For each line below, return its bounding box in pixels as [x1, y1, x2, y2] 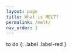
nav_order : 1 [6, 24, 38, 31]
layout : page [6, 8, 38, 15]
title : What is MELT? [6, 14, 59, 20]
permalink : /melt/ [6, 19, 51, 25]
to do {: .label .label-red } [6, 41, 67, 48]
